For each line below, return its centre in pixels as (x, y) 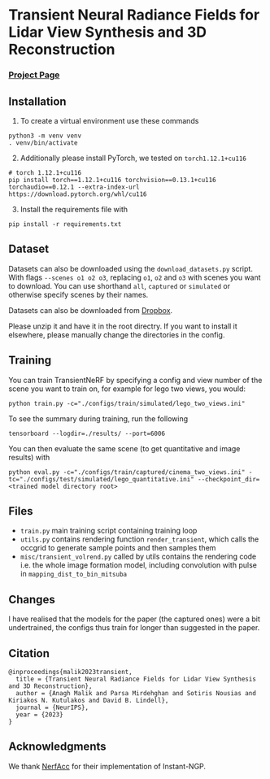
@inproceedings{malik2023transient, (70, 672)
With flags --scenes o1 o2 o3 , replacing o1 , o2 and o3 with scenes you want (135, 277)
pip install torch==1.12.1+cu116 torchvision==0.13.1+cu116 (113, 180)
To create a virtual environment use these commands (109, 120)
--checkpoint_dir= (229, 479)
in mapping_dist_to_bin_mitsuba (74, 574)
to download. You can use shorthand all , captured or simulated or (119, 285)
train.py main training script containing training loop (109, 531)
